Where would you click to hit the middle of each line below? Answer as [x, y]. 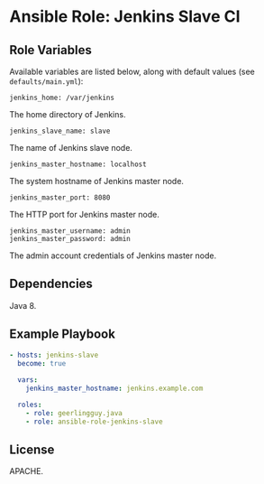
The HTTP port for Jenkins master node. [84, 214]
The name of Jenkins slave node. [71, 148]
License [32, 450]
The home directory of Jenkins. [68, 114]
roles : [30, 405]
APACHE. [26, 471]
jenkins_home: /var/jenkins [62, 98]
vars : [28, 380]
